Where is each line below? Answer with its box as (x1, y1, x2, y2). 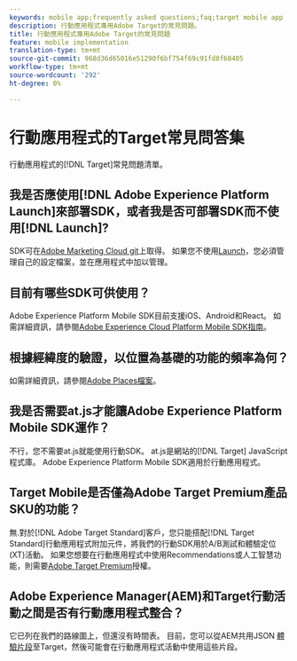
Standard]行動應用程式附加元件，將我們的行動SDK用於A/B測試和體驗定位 (9, 538, 277, 548)
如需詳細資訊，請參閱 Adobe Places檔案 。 (9, 375, 161, 386)
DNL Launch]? (29, 220, 109, 235)
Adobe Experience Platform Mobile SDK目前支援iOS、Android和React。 (9, 311, 272, 321)
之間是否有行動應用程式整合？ (20, 605, 184, 621)
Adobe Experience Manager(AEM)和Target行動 (9, 589, 275, 604)
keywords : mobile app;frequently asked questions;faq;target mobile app (9, 12, 284, 22)
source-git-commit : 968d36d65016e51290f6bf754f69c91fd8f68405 (9, 54, 244, 63)
